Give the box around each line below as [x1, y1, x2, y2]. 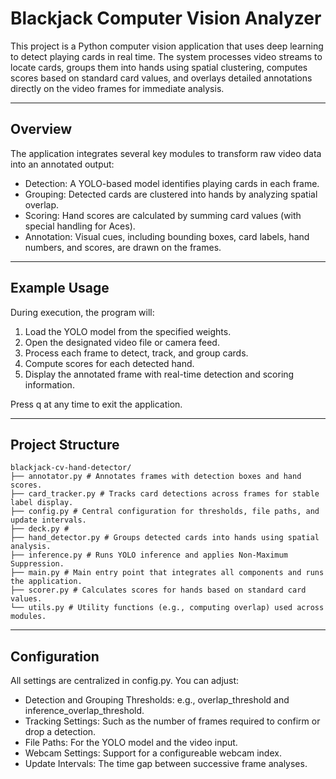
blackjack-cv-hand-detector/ [10, 463, 132, 473]
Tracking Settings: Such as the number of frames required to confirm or [24, 715, 321, 727]
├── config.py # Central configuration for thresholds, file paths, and [10, 507, 320, 517]
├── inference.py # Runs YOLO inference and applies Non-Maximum [10, 550, 288, 561]
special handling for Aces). [24, 220, 136, 232]
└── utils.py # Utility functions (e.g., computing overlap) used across [10, 603, 325, 613]
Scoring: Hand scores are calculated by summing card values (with [24, 209, 302, 221]
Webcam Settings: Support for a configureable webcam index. [24, 747, 282, 759]
